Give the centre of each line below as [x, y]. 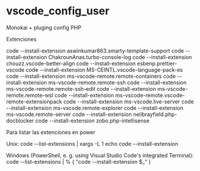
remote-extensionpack [34, 101]
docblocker [20, 120]
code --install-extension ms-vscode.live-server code [129, 101]
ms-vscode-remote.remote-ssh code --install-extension [117, 83]
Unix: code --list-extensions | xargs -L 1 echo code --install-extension [92, 143]
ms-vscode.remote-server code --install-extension [69, 114]
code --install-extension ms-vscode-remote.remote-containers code [91, 76]
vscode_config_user [58, 11]
